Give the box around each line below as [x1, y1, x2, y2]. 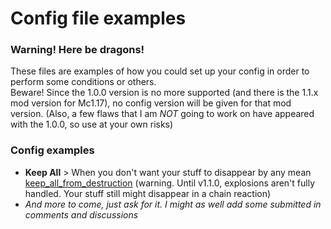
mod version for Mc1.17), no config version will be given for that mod [10, 97, 292, 109]
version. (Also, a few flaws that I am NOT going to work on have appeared [10, 108, 315, 120]
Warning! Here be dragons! [10, 43, 145, 57]
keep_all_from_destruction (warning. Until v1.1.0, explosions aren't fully [24, 177, 316, 189]
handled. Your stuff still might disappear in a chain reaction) [24, 187, 272, 199]
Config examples [10, 143, 95, 157]
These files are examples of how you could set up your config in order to [10, 65, 310, 77]
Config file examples [10, 7, 187, 30]
